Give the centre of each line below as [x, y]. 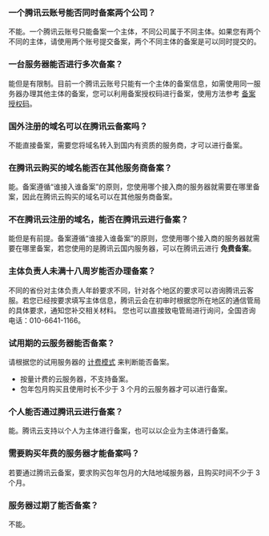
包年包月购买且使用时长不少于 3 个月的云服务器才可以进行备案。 [126, 389]
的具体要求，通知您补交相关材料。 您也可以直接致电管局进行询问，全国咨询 [132, 310]
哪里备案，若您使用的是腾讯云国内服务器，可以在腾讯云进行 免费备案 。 [139, 248]
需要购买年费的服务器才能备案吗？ [74, 453]
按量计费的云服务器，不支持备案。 [76, 379]
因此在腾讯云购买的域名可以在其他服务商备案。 [99, 197]
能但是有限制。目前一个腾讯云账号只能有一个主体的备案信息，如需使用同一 [131, 83]
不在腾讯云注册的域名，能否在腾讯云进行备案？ [98, 220]
